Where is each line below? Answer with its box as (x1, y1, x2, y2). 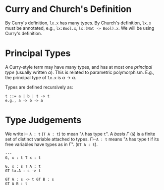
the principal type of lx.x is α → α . (5, 74, 77, 80)
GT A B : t (5, 181, 28, 186)
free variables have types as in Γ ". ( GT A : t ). (5, 141, 98, 147)
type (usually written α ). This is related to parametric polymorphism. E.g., (5, 69, 155, 75)
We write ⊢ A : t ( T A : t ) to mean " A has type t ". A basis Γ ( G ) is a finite (5, 131, 156, 137)
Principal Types (5, 48, 71, 59)
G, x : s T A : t (5, 164, 41, 169)
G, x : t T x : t (5, 155, 41, 160)
